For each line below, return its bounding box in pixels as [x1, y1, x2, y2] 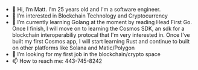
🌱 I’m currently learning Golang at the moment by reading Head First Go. [11, 19, 192, 25]
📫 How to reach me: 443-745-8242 [11, 57, 103, 65]
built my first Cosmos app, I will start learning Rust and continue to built [11, 38, 190, 45]
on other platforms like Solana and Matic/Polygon [11, 44, 135, 51]
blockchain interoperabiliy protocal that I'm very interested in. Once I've [11, 31, 190, 39]
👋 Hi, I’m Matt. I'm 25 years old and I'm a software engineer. [11, 6, 161, 13]
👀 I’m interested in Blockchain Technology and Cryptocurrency [11, 12, 168, 19]
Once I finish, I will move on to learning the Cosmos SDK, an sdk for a [11, 25, 185, 32]
